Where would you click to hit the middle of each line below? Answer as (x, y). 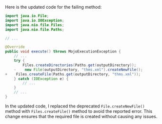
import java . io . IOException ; (35, 20)
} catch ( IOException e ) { (41, 79)
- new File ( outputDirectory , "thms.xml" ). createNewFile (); (78, 70)
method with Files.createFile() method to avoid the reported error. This (79, 111)
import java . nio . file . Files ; (35, 25)
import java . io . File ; (27, 16)
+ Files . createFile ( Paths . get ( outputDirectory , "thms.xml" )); (73, 74)
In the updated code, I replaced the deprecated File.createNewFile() (75, 106)
